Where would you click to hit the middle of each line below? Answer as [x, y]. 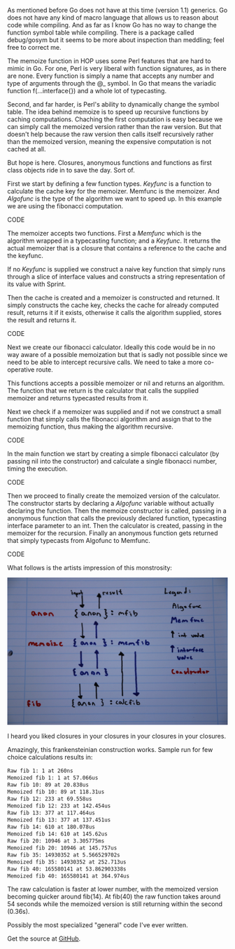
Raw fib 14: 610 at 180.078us [51, 827]
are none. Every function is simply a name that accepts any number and [111, 76]
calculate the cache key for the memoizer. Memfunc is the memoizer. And [114, 191]
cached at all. [27, 149]
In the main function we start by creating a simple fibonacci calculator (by [113, 454]
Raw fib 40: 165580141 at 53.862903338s [67, 869]
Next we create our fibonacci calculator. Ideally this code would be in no [111, 347]
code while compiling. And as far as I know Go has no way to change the [112, 25]
